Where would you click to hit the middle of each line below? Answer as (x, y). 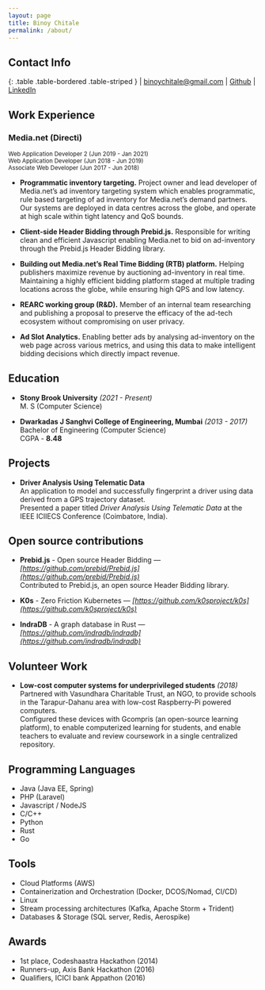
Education (34, 379)
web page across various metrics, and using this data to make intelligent (137, 345)
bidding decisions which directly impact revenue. (100, 353)
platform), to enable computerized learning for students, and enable (130, 727)
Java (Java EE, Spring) (57, 788)
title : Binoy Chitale (44, 23)
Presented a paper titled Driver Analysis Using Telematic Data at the (131, 508)
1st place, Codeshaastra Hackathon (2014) (89, 961)
